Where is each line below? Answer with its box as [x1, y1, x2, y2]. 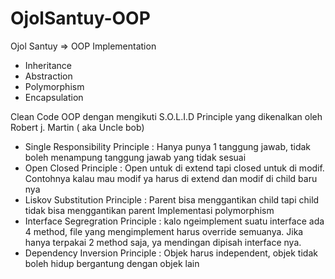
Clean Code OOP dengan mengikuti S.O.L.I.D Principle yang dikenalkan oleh [10, 110, 323, 122]
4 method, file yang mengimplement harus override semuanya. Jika [24, 225, 304, 237]
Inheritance [24, 59, 73, 71]
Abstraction [24, 70, 73, 82]
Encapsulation [24, 91, 84, 103]
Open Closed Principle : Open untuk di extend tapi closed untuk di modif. [24, 162, 325, 174]
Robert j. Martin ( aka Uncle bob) [10, 121, 145, 133]
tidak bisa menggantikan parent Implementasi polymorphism [24, 204, 275, 216]
